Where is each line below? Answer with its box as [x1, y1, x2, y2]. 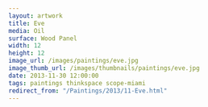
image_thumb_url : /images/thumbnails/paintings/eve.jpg [8, 64, 200, 72]
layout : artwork [8, 11, 63, 20]
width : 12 [8, 42, 42, 50]
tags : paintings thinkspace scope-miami [8, 79, 147, 87]
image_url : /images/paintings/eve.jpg [8, 57, 139, 65]
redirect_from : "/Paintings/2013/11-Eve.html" [8, 86, 168, 95]
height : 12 [8, 49, 45, 57]
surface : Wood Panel [8, 34, 78, 43]
